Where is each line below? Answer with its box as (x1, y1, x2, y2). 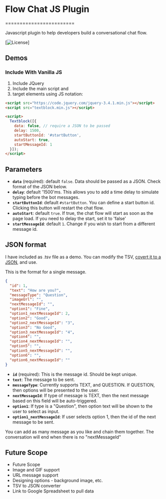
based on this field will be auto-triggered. (12, 398, 98, 404)
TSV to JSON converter (12, 483, 61, 489)
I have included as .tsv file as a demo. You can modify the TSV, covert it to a (5, 254, 161, 260)
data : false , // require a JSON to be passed (14, 123, 111, 128)
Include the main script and (12, 85, 69, 91)
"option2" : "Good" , (9, 316, 50, 321)
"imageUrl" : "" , (9, 297, 43, 302)
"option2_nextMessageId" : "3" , (9, 320, 75, 325)
